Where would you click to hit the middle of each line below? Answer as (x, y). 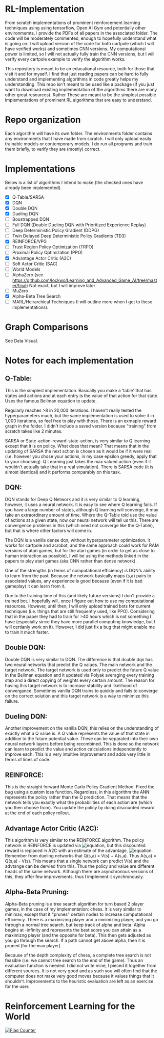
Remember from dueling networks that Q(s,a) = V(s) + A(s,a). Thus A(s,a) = (81, 855)
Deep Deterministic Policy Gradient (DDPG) (55, 230)
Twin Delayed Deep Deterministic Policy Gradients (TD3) (69, 236)
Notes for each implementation (69, 360)
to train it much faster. (27, 632)
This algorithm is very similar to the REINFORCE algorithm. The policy (75, 840)
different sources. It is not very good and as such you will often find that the (81, 971)
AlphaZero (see (28, 275)
